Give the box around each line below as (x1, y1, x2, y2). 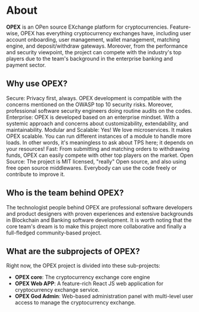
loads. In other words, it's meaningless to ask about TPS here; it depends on (6, 138, 194, 146)
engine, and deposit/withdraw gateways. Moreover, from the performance (6, 42, 188, 50)
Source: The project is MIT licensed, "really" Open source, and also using (6, 157, 186, 165)
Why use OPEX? (6, 79, 68, 89)
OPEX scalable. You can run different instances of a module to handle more (6, 132, 191, 140)
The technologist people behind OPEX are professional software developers (6, 203, 192, 211)
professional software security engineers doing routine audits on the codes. (6, 107, 192, 114)
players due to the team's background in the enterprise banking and (6, 55, 173, 62)
